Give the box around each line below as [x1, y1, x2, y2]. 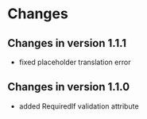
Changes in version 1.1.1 [7, 36, 127, 50]
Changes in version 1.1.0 [7, 80, 130, 94]
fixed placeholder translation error [18, 57, 131, 67]
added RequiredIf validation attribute [18, 101, 140, 111]
